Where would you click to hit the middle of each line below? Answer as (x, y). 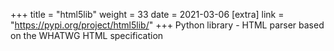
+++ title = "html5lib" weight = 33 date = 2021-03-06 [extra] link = (147, 14)
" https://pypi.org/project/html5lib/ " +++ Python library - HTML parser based (167, 25)
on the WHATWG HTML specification (87, 35)
